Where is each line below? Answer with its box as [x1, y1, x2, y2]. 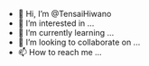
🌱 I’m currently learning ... [17, 28, 115, 37]
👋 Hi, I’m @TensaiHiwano [17, 9, 112, 19]
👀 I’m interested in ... [17, 18, 95, 29]
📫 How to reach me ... [17, 47, 102, 57]
